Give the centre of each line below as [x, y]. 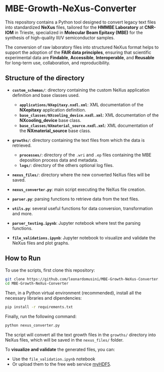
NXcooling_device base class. [50, 120]
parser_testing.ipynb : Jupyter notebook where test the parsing [76, 223]
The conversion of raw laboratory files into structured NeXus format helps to [82, 47]
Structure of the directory [45, 78]
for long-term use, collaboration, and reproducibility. [58, 63]
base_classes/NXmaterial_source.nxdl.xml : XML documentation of [86, 125]
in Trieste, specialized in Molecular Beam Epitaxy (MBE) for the [79, 32]
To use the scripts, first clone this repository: [50, 270]
